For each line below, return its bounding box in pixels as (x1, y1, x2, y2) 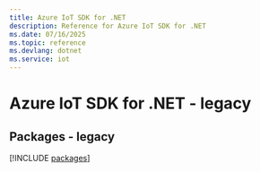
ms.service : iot (9, 55, 70, 64)
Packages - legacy (9, 129, 115, 144)
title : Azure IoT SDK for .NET (9, 13, 126, 22)
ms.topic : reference (9, 38, 87, 47)
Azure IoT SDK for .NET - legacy (9, 93, 252, 114)
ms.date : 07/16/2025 (9, 30, 87, 39)
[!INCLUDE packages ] (9, 153, 91, 163)
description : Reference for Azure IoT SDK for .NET (9, 21, 206, 30)
